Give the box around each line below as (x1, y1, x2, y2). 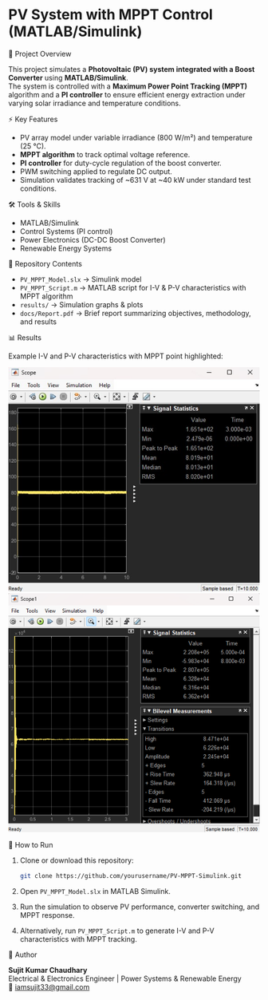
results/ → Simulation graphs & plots (19, 299, 144, 309)
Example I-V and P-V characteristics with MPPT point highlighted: (8, 351, 223, 361)
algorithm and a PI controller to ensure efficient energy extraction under (8, 89, 246, 99)
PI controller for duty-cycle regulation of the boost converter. (19, 158, 222, 168)
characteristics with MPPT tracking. (19, 935, 137, 944)
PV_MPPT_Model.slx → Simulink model (19, 274, 142, 284)
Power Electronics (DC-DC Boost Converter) (19, 235, 166, 244)
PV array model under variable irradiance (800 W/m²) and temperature (19, 132, 253, 142)
